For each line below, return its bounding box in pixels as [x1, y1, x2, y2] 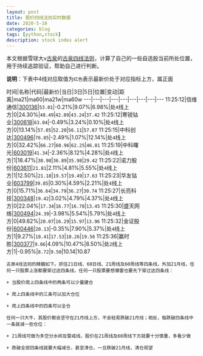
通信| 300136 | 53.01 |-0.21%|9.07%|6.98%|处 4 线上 [6, 103, 129, 110]
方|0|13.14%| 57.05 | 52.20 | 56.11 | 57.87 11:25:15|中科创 [6, 126, 136, 133]
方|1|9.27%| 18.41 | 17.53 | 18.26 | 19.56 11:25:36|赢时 [6, 232, 129, 240]
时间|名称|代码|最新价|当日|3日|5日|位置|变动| [6, 88, 120, 95]
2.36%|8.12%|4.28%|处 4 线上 [51, 149, 124, 156]
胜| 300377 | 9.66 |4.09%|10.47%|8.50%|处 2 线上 [6, 240, 123, 247]
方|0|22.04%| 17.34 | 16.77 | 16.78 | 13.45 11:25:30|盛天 [6, 202, 135, 209]
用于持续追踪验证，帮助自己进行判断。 [6, 62, 102, 69]
